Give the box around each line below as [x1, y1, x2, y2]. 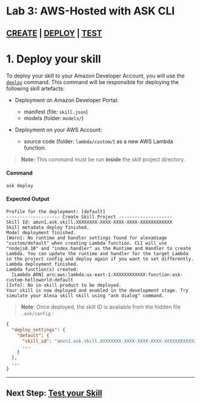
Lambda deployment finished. [6, 261, 79, 267]
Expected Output [6, 195, 50, 202]
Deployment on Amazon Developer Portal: [14, 96, 118, 103]
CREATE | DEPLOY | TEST [6, 28, 102, 38]
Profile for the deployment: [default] [6, 208, 106, 214]
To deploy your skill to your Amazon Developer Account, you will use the [6, 72, 185, 79]
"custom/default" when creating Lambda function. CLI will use [6, 240, 167, 246]
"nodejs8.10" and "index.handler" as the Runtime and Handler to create [6, 245, 191, 252]
